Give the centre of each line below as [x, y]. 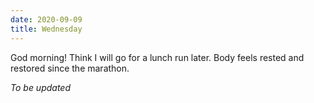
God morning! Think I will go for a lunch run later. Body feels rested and [157, 57]
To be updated [41, 87]
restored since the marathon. [70, 68]
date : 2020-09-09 [46, 19]
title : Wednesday [46, 29]
